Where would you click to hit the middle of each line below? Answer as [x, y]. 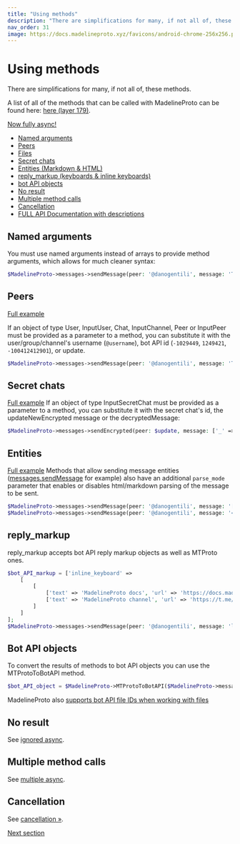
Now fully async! [32, 124]
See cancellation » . [36, 819]
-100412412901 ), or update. [46, 350]
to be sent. [23, 493]
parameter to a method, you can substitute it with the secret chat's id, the [115, 411]
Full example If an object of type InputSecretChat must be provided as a [113, 403]
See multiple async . [36, 779]
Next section [26, 833]
